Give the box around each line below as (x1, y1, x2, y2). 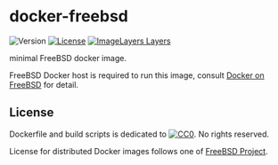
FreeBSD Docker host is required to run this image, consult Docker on (9, 69, 265, 81)
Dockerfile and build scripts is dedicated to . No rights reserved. (9, 129, 270, 139)
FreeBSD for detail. (9, 79, 78, 90)
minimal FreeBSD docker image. (9, 52, 127, 63)
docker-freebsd (9, 6, 129, 27)
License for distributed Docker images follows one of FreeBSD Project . (9, 145, 269, 156)
